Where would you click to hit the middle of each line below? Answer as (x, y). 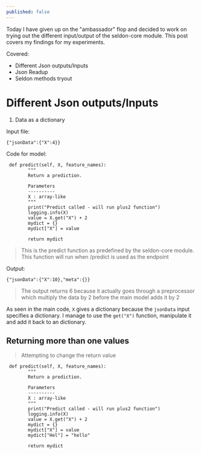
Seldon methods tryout (43, 78)
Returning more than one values (68, 341)
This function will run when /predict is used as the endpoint (95, 257)
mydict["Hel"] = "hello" (59, 436)
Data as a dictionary (40, 119)
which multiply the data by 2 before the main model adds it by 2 (100, 297)
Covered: (18, 54)
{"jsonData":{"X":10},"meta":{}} (48, 279)
